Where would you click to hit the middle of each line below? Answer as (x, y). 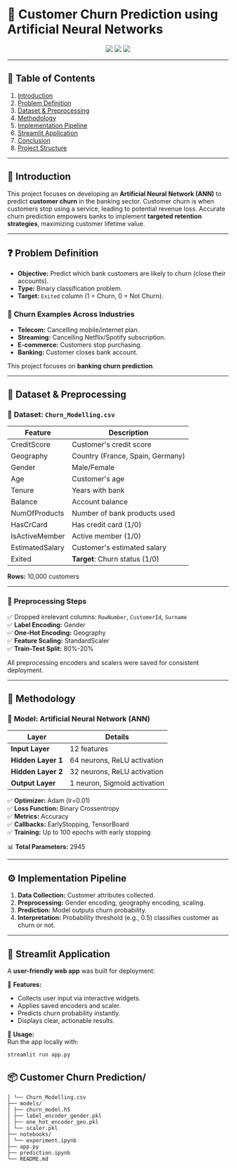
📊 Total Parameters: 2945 (46, 847)
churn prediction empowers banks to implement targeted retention (105, 216)
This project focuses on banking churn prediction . (81, 366)
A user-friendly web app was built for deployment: (81, 971)
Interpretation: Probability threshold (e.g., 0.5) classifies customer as (118, 918)
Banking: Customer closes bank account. (78, 352)
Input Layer (31, 749)
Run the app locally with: (43, 1041)
